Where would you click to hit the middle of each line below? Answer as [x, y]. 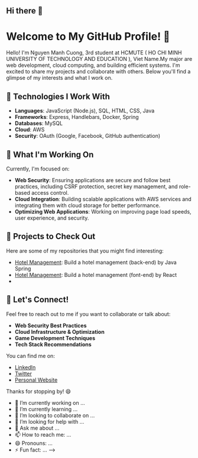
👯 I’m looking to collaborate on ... [55, 415]
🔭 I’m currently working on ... [50, 402]
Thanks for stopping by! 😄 [39, 391]
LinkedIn [25, 367]
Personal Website [36, 380]
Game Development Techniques [55, 338]
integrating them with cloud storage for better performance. [87, 205]
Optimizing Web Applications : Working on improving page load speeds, [103, 211]
